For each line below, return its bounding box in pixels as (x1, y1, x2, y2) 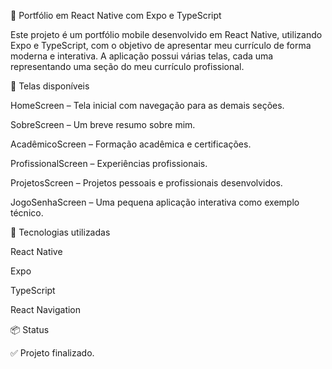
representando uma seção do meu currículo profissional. (10, 61, 245, 72)
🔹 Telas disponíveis (10, 80, 90, 92)
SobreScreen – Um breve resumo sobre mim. (10, 119, 196, 130)
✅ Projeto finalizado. (10, 347, 95, 359)
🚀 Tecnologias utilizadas (10, 226, 111, 238)
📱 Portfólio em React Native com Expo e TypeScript (10, 10, 222, 21)
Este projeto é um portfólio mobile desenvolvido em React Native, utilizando (10, 29, 323, 40)
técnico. (10, 207, 44, 219)
